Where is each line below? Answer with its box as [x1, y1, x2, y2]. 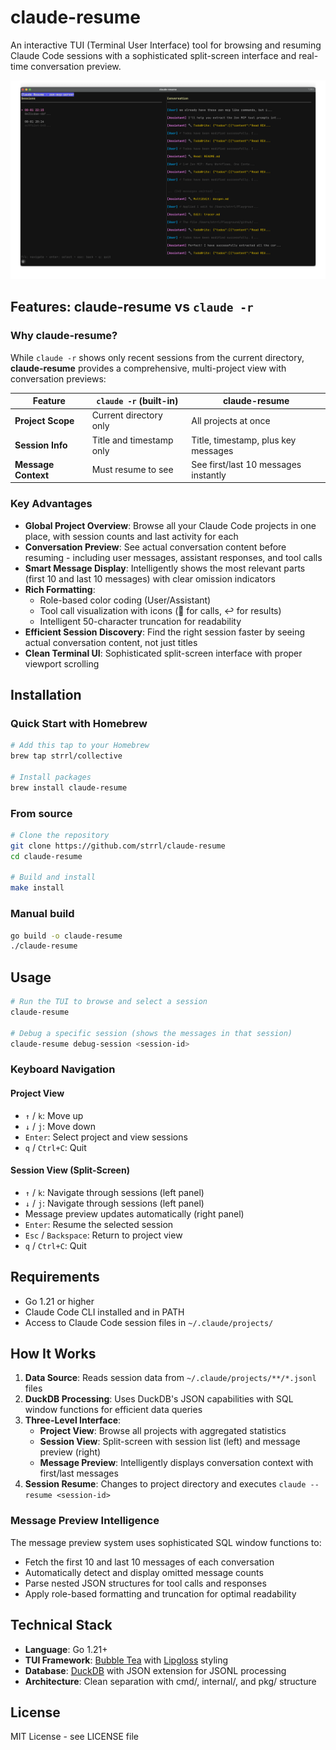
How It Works [10, 1346, 97, 1362]
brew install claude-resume [10, 782, 128, 793]
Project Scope [14, 414, 75, 426]
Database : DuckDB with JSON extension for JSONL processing [24, 1664, 287, 1676]
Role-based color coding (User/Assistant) [39, 594, 212, 606]
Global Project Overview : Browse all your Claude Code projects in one [24, 519, 317, 531]
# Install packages [10, 772, 92, 782]
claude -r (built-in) [96, 395, 179, 407]
